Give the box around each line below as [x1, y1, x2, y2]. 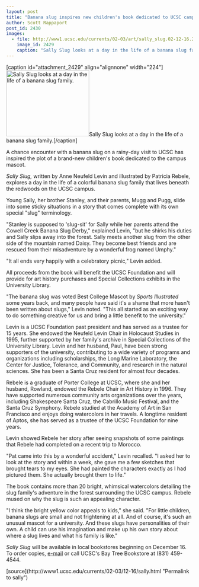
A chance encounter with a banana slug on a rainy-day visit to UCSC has [6, 148, 184, 155]
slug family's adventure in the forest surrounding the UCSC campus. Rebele [6, 489, 191, 496]
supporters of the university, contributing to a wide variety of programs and [6, 348, 191, 356]
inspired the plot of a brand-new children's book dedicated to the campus [6, 155, 187, 162]
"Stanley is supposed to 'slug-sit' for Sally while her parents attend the [6, 221, 179, 228]
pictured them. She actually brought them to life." [6, 471, 126, 478]
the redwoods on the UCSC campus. [6, 185, 96, 192]
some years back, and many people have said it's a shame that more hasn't [6, 299, 191, 306]
